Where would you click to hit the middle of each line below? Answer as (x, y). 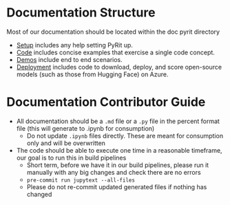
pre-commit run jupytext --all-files (81, 180)
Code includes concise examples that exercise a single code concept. (115, 52)
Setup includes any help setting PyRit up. (75, 45)
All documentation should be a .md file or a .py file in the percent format (118, 121)
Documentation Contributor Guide (106, 102)
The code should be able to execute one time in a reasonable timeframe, (119, 150)
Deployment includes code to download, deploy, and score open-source (119, 67)
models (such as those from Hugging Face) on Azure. (93, 74)
